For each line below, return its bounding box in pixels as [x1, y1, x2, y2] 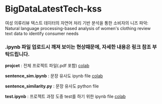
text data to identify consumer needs [5, 30, 79, 36]
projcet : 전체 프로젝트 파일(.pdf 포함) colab [5, 63, 90, 69]
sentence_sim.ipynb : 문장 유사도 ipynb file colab [5, 73, 103, 79]
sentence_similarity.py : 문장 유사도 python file [5, 83, 99, 89]
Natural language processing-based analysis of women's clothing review [5, 25, 151, 31]
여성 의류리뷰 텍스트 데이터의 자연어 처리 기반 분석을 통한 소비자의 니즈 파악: [5, 20, 149, 26]
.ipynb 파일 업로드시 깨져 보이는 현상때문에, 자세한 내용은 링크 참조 [5, 44, 151, 50]
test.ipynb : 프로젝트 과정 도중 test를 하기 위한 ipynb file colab [5, 93, 126, 100]
